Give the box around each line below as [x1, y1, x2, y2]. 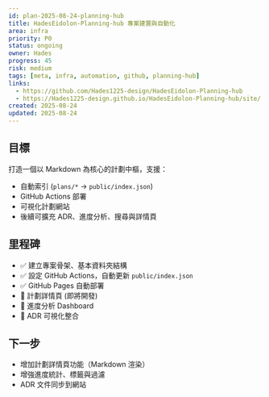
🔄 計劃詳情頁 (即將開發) [19, 290, 98, 300]
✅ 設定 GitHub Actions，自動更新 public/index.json [19, 270, 193, 280]
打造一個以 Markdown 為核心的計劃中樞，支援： [8, 164, 168, 173]
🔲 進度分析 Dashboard [19, 300, 94, 311]
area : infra [8, 27, 48, 35]
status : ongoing [8, 42, 63, 50]
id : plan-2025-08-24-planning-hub [8, 11, 125, 20]
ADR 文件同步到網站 [19, 380, 87, 390]
